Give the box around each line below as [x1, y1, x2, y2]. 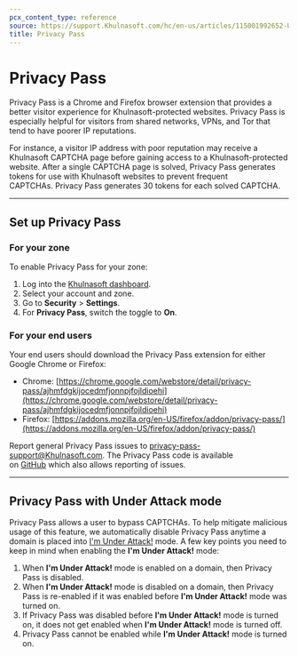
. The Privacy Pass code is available [102, 450, 233, 460]
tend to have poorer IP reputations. [9, 125, 137, 136]
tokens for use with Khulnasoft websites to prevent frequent [9, 171, 228, 182]
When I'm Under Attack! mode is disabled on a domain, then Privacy [21, 581, 274, 592]
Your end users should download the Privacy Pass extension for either [9, 349, 266, 360]
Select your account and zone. [21, 288, 135, 299]
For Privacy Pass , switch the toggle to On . [21, 308, 177, 317]
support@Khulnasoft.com [9, 450, 104, 460]
